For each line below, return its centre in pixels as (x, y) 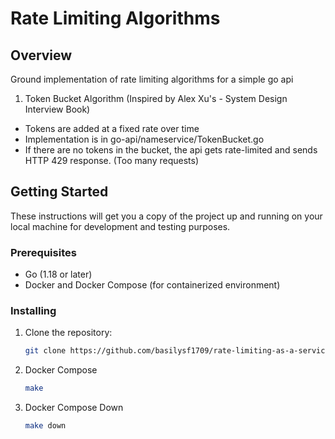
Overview (41, 55)
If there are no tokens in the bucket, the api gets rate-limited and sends (171, 150)
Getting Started (59, 192)
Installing (33, 311)
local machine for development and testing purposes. (120, 226)
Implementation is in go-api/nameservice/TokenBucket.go (144, 139)
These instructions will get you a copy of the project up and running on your (166, 216)
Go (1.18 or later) (58, 274)
